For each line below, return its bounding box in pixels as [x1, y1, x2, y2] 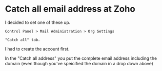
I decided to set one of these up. [5, 19, 71, 25]
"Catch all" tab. [5, 37, 40, 42]
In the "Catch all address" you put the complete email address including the [5, 55, 157, 61]
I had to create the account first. [5, 46, 70, 52]
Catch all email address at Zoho [5, 3, 136, 15]
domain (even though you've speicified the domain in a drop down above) [5, 60, 154, 66]
